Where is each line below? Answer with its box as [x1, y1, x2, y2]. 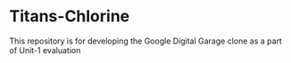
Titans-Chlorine [9, 6, 130, 27]
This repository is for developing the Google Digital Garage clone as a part [9, 35, 283, 46]
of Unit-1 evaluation [9, 44, 81, 55]
